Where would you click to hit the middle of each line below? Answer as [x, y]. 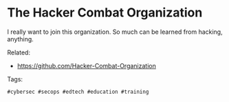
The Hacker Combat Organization [105, 13]
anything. [21, 39]
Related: [19, 52]
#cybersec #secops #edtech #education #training [78, 92]
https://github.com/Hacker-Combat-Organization [86, 65]
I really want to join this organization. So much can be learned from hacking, [115, 32]
